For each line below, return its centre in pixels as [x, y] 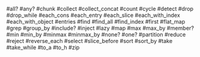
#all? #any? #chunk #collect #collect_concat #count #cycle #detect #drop [100, 9]
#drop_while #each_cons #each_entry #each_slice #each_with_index [93, 15]
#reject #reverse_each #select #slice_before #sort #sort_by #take [90, 41]
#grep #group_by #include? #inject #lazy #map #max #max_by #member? [100, 28]
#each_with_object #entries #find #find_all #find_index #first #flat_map [96, 22]
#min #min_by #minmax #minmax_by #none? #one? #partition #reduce [96, 35]
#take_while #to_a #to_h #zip [43, 47]
